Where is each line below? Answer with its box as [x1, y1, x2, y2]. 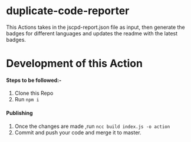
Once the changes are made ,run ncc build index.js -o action [14, 123, 170, 130]
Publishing [6, 109, 34, 116]
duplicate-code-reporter [6, 4, 130, 18]
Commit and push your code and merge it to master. [14, 128, 141, 136]
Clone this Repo [14, 90, 54, 97]
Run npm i [14, 96, 39, 103]
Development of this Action [6, 57, 143, 70]
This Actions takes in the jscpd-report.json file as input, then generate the [6, 24, 186, 31]
